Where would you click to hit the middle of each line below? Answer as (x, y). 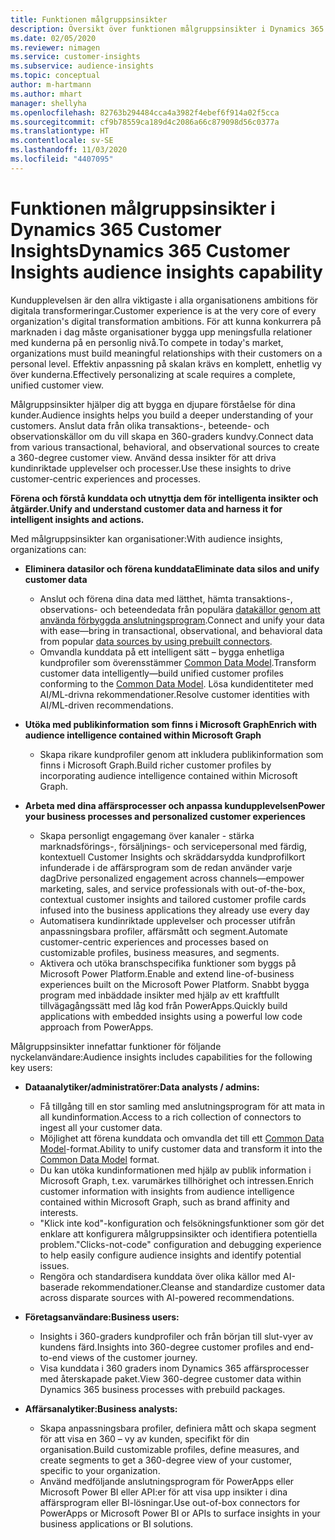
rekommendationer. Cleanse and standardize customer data (203, 1287)
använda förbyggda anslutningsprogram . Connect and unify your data (182, 620)
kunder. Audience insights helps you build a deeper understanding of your (162, 415)
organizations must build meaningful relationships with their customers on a (166, 353)
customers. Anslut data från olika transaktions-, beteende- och (140, 425)
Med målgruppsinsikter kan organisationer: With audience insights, (146, 538)
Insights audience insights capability (166, 272)
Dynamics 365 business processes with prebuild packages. (162, 1389)
